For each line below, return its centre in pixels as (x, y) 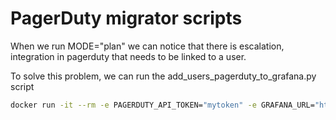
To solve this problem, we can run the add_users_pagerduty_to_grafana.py (163, 76)
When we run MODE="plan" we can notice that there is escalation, (147, 46)
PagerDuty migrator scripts (126, 18)
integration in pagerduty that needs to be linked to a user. (128, 56)
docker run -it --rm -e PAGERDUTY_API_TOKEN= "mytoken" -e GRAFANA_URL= (162, 105)
